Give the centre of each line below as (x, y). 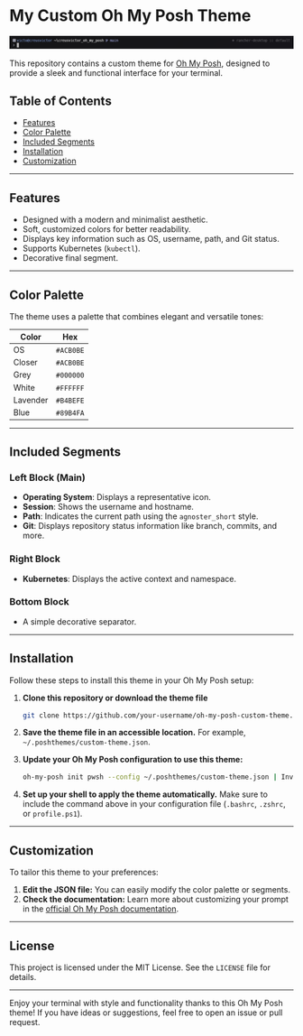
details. (23, 976)
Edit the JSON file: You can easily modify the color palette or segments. (156, 890)
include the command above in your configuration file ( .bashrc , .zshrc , (154, 804)
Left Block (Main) (47, 477)
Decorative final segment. (70, 258)
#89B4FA (70, 413)
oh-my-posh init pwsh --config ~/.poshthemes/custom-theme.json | (150, 777)
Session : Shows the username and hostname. (108, 507)
